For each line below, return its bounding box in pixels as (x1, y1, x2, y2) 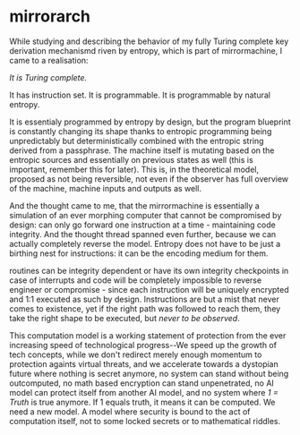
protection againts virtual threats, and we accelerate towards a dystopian (9, 358, 279, 369)
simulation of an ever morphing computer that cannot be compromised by (9, 209, 282, 220)
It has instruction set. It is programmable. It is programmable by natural (9, 90, 271, 100)
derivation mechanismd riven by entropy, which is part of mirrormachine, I (9, 45, 283, 55)
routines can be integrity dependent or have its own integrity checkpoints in (9, 265, 289, 276)
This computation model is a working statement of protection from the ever (9, 329, 287, 341)
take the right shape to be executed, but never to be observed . (9, 312, 240, 323)
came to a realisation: (9, 55, 89, 65)
